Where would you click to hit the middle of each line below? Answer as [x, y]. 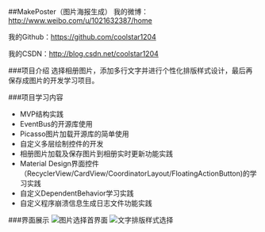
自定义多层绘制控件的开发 [61, 144]
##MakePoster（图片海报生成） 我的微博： [79, 11]
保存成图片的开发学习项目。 [54, 80]
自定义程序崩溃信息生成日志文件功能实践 [86, 203]
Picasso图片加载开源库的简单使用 [74, 134]
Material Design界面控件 [59, 164]
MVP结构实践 [42, 114]
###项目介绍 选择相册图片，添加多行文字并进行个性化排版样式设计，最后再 [131, 70]
